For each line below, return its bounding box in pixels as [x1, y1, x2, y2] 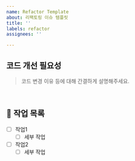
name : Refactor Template [6, 8, 69, 15]
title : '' [6, 20, 31, 26]
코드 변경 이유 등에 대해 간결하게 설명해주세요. [21, 77, 130, 84]
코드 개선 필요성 [6, 60, 62, 71]
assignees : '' [6, 31, 42, 37]
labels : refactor [6, 25, 50, 32]
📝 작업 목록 [6, 109, 45, 119]
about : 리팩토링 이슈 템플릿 [6, 14, 68, 21]
